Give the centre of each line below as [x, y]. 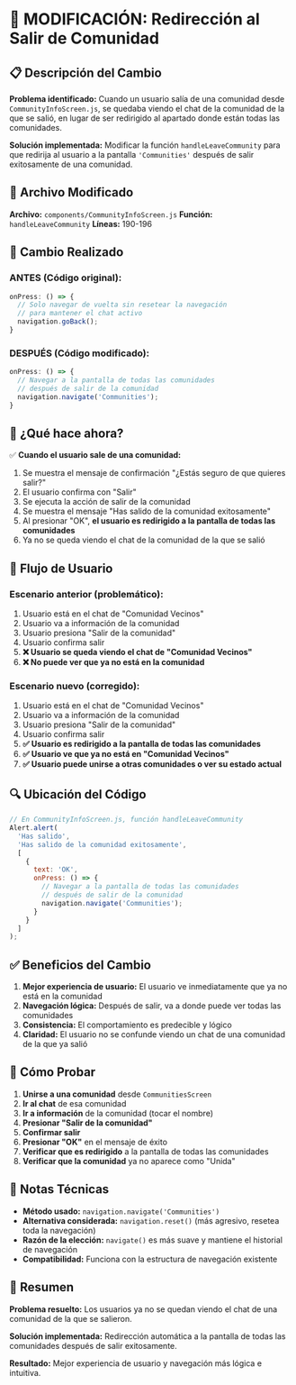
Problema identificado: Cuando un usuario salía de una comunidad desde [147, 99]
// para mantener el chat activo [80, 314]
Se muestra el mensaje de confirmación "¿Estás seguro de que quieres [154, 473]
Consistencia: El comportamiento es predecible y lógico [127, 1025]
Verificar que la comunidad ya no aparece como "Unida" [129, 1161]
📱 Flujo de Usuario [61, 568]
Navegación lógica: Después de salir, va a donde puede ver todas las [152, 1006]
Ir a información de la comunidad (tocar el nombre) [118, 1113]
